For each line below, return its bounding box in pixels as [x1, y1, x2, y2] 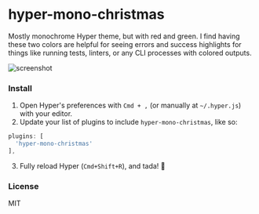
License [8, 180, 39, 191]
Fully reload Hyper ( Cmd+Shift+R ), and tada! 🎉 [19, 161, 166, 170]
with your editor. [19, 109, 73, 118]
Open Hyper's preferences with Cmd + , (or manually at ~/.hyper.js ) [19, 100, 242, 111]
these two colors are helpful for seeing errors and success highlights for [8, 39, 242, 49]
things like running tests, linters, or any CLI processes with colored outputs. [8, 48, 253, 57]
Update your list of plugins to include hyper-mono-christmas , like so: [19, 118, 238, 127]
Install [8, 82, 33, 93]
